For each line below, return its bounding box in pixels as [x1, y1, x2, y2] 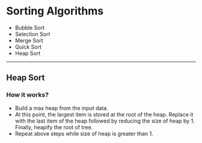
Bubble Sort [14, 24, 45, 31]
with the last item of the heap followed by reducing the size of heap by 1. [14, 117, 195, 124]
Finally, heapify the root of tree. [14, 123, 93, 130]
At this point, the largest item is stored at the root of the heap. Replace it [14, 111, 194, 118]
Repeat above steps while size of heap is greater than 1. [14, 130, 153, 137]
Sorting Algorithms [6, 4, 104, 18]
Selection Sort [14, 30, 50, 37]
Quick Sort [14, 43, 42, 50]
